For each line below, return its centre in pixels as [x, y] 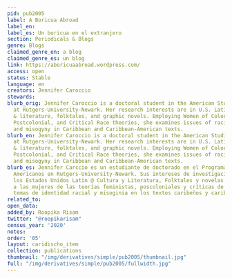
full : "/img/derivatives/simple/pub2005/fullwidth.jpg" [89, 264]
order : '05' [24, 238]
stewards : [21, 97]
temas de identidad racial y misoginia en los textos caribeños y [111, 193]
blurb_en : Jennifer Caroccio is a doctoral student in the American [108, 135]
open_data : [23, 206]
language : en [26, 84]
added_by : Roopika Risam [43, 212]
